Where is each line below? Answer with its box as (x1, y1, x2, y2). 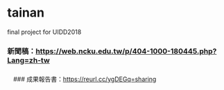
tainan (7, 5, 45, 21)
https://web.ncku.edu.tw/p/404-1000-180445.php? (35, 46, 217, 56)
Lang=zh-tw (7, 55, 50, 65)
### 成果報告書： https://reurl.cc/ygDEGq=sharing (12, 75, 157, 83)
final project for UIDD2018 (7, 28, 82, 36)
